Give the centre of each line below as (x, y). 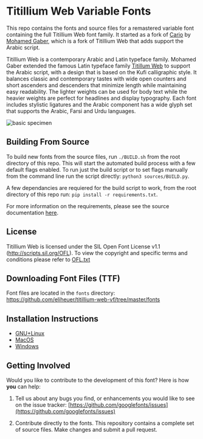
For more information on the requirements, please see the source (88, 206)
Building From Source (48, 142)
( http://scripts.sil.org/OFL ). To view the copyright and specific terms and (97, 253)
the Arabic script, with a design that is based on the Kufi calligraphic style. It (101, 72)
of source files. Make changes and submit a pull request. (86, 430)
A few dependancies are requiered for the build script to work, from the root (101, 188)
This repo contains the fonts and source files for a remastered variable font (100, 28)
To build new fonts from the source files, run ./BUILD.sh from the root (93, 156)
